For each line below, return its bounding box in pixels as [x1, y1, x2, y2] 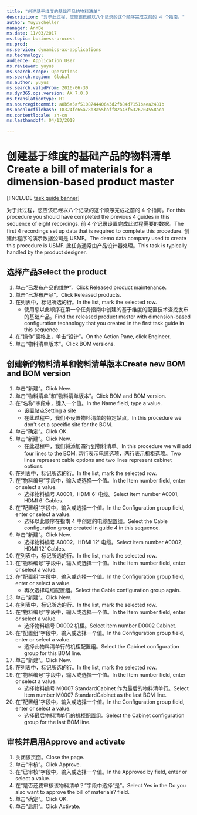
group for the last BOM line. [23, 718, 91, 725]
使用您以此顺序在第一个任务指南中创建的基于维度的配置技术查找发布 [23, 305, 189, 313]
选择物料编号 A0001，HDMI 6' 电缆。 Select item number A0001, [23, 490, 179, 497]
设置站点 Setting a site [23, 407, 77, 414]
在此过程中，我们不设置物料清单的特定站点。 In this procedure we [23, 414, 182, 421]
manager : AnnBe [6, 25, 44, 31]
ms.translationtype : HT [6, 96, 65, 101]
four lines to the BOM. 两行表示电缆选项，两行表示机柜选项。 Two [23, 450, 181, 457]
